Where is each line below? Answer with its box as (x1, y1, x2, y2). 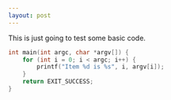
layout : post (8, 11, 51, 20)
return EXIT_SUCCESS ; (22, 78, 93, 86)
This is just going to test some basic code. (8, 33, 146, 43)
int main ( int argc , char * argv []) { (8, 48, 129, 56)
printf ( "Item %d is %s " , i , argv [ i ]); (36, 63, 165, 71)
